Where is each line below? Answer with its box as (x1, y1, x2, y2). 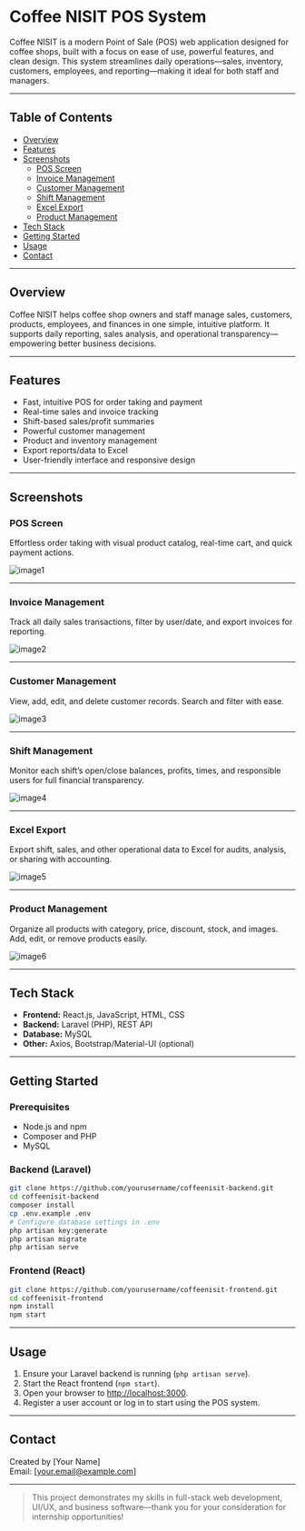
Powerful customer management (22, 425, 145, 437)
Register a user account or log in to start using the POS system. (22, 1397, 261, 1407)
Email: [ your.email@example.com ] (9, 1466, 137, 1476)
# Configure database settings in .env (9, 1218, 161, 1227)
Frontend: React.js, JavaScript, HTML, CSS (22, 1009, 185, 1020)
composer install (9, 1201, 75, 1210)
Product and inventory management (22, 435, 158, 446)
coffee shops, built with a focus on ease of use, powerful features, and (9, 45, 274, 56)
